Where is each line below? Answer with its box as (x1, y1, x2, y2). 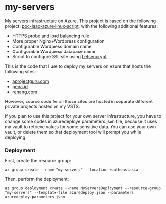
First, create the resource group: (5, 158, 71, 164)
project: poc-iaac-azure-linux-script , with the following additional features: (5, 23, 158, 29)
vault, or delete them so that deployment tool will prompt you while (5, 129, 141, 135)
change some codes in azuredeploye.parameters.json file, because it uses (5, 118, 157, 124)
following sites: (5, 68, 36, 74)
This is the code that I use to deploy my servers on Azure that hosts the (5, 63, 151, 69)
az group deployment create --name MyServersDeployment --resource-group (5, 186, 161, 191)
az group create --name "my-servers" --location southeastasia (5, 167, 139, 172)
